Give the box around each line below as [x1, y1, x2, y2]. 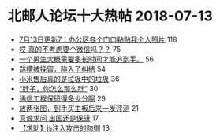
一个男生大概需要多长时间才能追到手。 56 [18, 54, 155, 64]
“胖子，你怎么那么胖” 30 [18, 83, 99, 93]
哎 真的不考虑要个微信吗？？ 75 [18, 44, 121, 53]
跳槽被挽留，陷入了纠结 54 [18, 64, 106, 73]
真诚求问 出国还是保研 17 [18, 113, 99, 123]
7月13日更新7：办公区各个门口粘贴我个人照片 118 [18, 35, 177, 44]
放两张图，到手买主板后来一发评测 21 [18, 103, 139, 112]
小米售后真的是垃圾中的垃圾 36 [18, 74, 120, 83]
